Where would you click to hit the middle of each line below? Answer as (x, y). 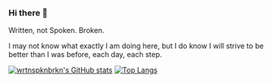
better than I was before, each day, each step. (85, 55)
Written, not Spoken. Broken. (56, 31)
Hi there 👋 (28, 13)
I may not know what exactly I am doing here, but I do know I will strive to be (136, 46)
